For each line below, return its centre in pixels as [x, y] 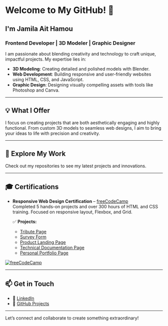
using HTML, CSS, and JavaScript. [48, 79]
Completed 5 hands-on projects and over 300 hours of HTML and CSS [85, 207]
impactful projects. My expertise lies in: [46, 59]
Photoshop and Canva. [36, 90]
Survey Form [33, 237]
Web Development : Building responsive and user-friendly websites [82, 74]
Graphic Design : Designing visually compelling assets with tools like [83, 85]
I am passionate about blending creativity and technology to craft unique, [80, 54]
